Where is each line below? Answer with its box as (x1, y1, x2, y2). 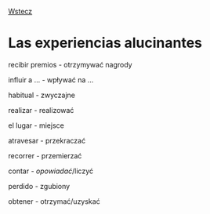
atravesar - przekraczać (8, 136, 86, 145)
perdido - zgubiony (8, 181, 71, 190)
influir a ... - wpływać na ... (8, 74, 94, 85)
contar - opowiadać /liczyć (8, 166, 94, 176)
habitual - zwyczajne (8, 90, 76, 100)
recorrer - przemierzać (8, 151, 82, 160)
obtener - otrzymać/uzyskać (8, 196, 100, 206)
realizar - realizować (8, 105, 74, 114)
